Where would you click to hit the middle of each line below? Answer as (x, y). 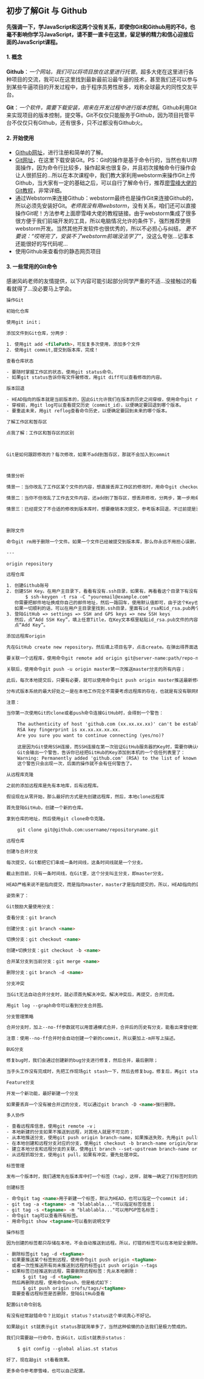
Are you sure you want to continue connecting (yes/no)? (91, 735)
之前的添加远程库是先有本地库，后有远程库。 (54, 786)
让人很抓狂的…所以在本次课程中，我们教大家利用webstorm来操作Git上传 (105, 175)
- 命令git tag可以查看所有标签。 (43, 1216)
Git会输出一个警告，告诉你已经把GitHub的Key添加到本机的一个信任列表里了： (101, 753)
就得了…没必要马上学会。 (43, 289)
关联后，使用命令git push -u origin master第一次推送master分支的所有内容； (96, 669)
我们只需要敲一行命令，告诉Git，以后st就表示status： (66, 1338)
